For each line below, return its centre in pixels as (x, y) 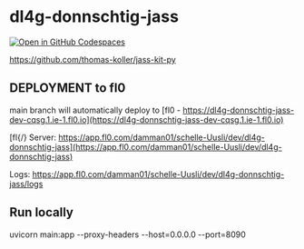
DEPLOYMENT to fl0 (68, 88)
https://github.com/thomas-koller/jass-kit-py (93, 59)
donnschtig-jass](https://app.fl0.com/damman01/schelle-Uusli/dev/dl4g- (146, 146)
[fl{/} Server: (33, 137)
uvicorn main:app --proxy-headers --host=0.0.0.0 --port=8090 (128, 234)
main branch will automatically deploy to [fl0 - (95, 110)
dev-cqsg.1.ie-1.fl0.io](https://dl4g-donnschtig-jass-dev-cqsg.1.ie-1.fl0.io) (147, 119)
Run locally (42, 212)
